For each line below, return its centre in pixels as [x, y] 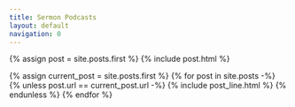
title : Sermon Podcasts [53, 17]
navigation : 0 [35, 34]
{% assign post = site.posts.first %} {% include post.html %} [120, 59]
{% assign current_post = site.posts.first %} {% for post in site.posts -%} [143, 76]
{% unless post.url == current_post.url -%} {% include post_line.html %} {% [148, 86]
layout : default [39, 26]
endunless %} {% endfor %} [61, 95]
